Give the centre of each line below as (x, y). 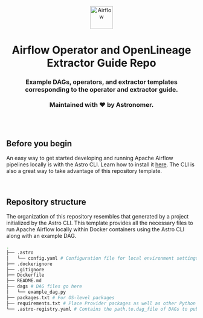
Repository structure (46, 202)
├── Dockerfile (25, 275)
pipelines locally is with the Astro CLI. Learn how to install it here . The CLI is (101, 164)
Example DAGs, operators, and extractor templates (101, 82)
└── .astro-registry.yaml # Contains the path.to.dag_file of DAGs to (97, 309)
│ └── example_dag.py (36, 292)
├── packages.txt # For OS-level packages (60, 297)
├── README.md (24, 281)
